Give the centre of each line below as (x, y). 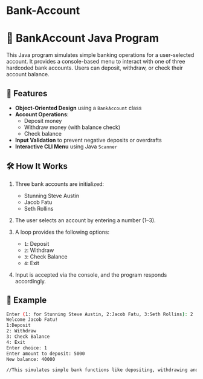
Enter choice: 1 (27, 348)
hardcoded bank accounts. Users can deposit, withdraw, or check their (95, 68)
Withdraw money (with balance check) (72, 127)
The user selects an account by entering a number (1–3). (85, 220)
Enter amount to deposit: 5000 (46, 354)
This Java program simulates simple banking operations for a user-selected (100, 55)
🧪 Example (27, 300)
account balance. (28, 74)
